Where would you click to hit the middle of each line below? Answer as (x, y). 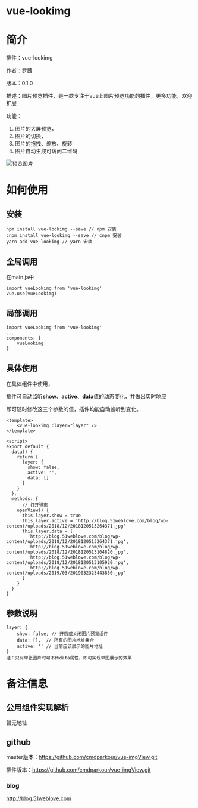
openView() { (33, 510)
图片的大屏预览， (36, 129)
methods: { (25, 499)
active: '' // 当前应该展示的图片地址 (60, 647)
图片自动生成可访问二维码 (46, 151)
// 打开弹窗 (35, 505)
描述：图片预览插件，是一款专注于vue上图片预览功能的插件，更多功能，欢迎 (99, 96)
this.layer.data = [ (47, 531)
